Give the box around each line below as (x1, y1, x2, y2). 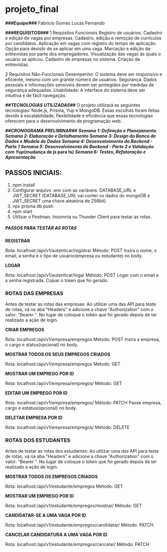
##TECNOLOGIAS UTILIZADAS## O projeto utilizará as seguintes (5, 102, 141, 108)
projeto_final (5, 3, 59, 15)
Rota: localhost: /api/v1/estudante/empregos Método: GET (5, 483, 123, 490)
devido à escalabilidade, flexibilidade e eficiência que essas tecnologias (5, 112, 153, 118)
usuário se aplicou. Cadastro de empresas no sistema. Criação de (5, 56, 141, 62)
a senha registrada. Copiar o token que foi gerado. (5, 277, 109, 283)
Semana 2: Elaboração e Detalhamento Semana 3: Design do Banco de (5, 133, 156, 139)
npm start (12, 208, 32, 214)
